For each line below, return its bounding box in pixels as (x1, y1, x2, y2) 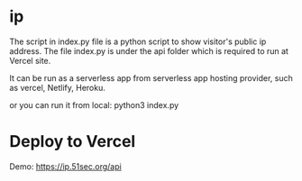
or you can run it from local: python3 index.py (9, 99, 179, 110)
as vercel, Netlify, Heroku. (9, 82, 105, 93)
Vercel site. (9, 55, 51, 66)
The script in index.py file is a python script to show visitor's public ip (9, 36, 267, 47)
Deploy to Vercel (9, 131, 136, 152)
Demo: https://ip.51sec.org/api (9, 160, 122, 172)
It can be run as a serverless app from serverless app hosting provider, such (9, 72, 293, 83)
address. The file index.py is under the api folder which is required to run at (9, 45, 288, 56)
